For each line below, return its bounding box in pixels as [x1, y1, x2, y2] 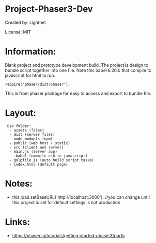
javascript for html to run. [5, 72, 56, 78]
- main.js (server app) [9, 149, 57, 154]
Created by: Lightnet [5, 19, 46, 25]
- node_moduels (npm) [9, 136, 53, 141]
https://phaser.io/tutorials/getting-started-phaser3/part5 [12, 232, 125, 238]
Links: [5, 216, 31, 227]
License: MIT [5, 29, 31, 35]
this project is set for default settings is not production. [12, 199, 122, 205]
